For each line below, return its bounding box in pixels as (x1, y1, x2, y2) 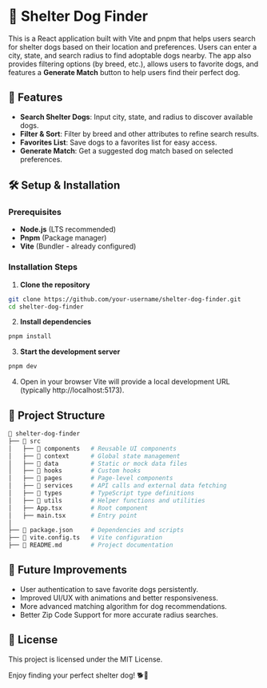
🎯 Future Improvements (8, 563, 128, 577)
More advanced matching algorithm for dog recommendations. (19, 601, 228, 610)
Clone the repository (19, 280, 90, 289)
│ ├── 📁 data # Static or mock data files (8, 459, 188, 467)
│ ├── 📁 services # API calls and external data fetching (8, 482, 227, 490)
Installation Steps (8, 261, 78, 272)
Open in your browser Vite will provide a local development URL (19, 377, 230, 387)
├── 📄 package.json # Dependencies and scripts (8, 527, 184, 535)
